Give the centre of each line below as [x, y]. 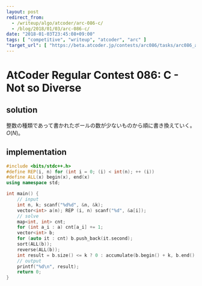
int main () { [23, 194]
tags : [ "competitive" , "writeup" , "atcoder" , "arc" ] [76, 40]
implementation [37, 152]
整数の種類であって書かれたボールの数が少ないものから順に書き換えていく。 [101, 125]
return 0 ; [29, 272]
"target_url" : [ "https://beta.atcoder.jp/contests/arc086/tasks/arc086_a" [103, 46]
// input [28, 199]
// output [29, 261]
